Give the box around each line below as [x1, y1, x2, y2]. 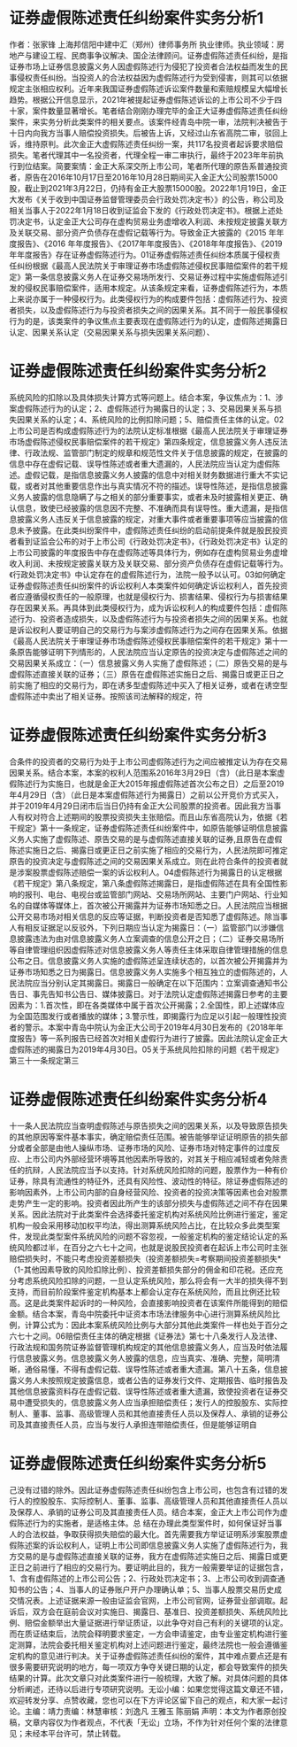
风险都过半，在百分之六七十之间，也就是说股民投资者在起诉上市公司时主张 [16, 1241, 288, 1253]
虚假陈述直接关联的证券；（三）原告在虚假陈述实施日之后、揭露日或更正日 [9, 669, 277, 679]
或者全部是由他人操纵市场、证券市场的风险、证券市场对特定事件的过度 [16, 1142, 272, 1153]
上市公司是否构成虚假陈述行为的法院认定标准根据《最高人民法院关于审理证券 [9, 425, 288, 436]
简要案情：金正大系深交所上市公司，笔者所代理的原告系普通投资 [55, 160, 288, 171]
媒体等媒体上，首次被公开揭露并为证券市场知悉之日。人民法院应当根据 [32, 900, 288, 910]
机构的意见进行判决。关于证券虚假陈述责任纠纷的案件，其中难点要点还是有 [16, 1650, 288, 1661]
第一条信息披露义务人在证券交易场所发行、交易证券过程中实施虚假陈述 [24, 271, 280, 282]
